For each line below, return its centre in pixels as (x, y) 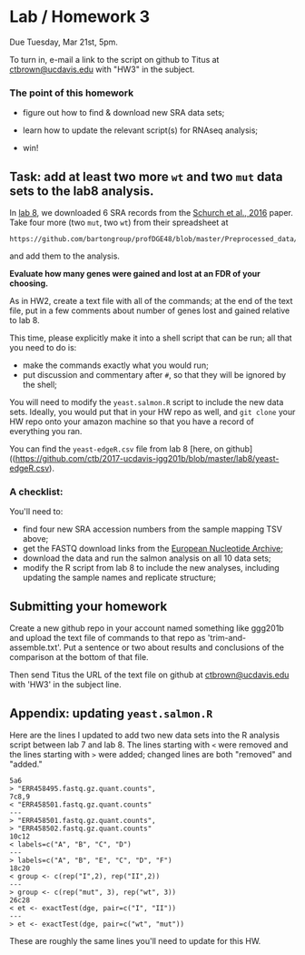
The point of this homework (72, 93)
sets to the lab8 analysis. (82, 191)
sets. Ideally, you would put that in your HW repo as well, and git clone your (152, 412)
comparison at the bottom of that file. (79, 657)
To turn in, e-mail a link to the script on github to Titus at (114, 59)
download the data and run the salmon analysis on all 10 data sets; (147, 558)
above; (35, 539)
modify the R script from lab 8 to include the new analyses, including (151, 568)
